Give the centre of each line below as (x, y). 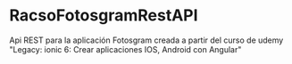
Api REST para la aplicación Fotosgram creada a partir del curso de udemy (146, 40)
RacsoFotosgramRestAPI (104, 16)
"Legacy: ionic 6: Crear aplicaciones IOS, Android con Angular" (125, 49)
